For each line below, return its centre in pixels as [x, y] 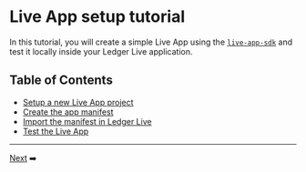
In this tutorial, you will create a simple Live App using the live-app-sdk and [151, 42]
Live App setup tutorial [97, 17]
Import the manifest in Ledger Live [87, 121]
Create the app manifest [68, 112]
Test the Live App [56, 131]
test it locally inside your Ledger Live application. [101, 51]
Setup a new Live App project [78, 102]
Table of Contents [61, 81]
